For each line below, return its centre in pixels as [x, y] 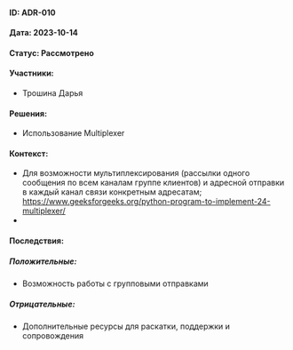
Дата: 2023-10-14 [44, 33]
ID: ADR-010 [32, 12]
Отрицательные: [42, 304]
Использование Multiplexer [73, 133]
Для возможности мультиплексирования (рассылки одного [136, 173]
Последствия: [37, 241]
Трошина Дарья [52, 92]
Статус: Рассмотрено [52, 52]
